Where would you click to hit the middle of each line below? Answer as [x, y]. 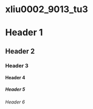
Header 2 [20, 51]
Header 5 [15, 89]
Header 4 [15, 78]
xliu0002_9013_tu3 [47, 9]
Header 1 [24, 33]
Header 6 [15, 102]
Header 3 [17, 65]
